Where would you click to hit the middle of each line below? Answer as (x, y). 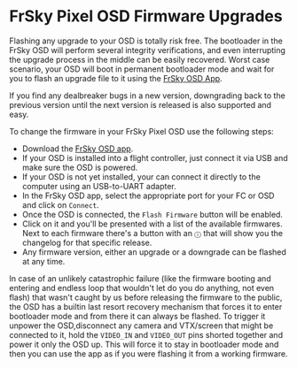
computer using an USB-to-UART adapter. (99, 186)
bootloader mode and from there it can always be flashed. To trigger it (137, 316)
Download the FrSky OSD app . (78, 149)
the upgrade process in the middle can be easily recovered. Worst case (140, 59)
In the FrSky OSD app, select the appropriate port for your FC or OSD (148, 195)
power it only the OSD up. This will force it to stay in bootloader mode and (144, 344)
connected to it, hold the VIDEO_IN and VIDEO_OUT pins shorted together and (146, 334)
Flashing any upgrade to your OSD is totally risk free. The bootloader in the (146, 41)
